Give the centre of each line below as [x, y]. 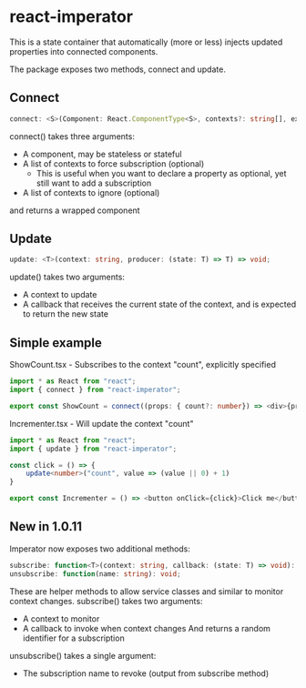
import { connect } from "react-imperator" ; [95, 390]
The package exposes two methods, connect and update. [117, 69]
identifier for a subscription [73, 638]
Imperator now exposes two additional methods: [100, 549]
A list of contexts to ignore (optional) [91, 192]
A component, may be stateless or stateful [102, 154]
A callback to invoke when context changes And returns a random [147, 628]
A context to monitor [61, 618]
